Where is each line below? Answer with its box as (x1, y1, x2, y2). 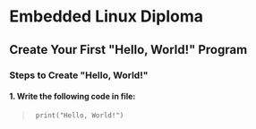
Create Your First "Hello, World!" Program (9, 42, 248, 57)
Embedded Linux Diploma (9, 6, 204, 27)
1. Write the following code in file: (9, 91, 136, 102)
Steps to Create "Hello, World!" (9, 69, 149, 82)
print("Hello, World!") (35, 110, 124, 120)
